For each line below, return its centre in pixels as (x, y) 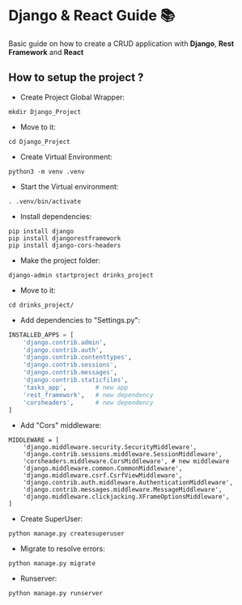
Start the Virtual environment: (69, 186)
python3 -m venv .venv (47, 171)
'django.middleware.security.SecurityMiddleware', (110, 447)
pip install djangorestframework (65, 238)
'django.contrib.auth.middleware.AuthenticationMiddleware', (128, 483)
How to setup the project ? (76, 78)
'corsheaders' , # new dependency (88, 402)
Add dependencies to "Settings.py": (80, 319)
